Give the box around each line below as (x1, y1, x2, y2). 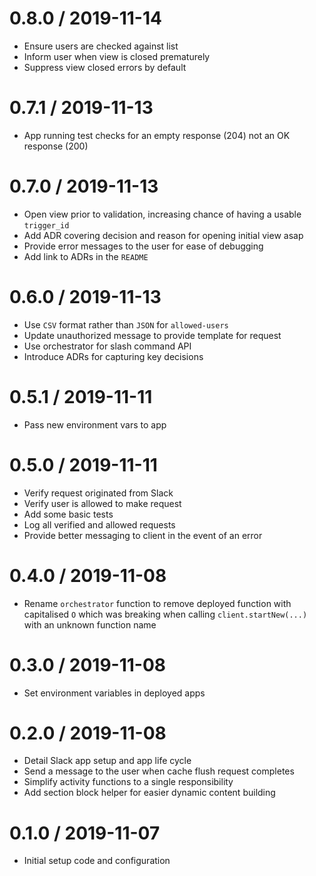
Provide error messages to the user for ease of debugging (23, 240, 264, 252)
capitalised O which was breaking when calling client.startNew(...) (23, 608, 308, 620)
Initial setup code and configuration (23, 855, 171, 867)
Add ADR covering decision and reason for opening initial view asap (23, 229, 304, 241)
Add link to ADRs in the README (23, 250, 149, 262)
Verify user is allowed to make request (23, 497, 182, 509)
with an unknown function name (23, 618, 157, 631)
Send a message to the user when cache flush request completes (23, 765, 295, 777)
